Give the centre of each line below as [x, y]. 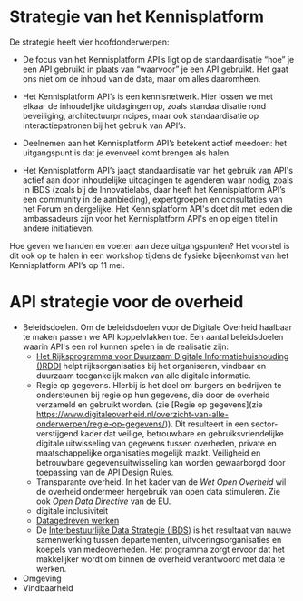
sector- [264, 424]
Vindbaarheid [48, 587]
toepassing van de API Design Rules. [105, 472]
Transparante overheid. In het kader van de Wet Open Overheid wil [161, 481]
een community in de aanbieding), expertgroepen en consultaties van [152, 199]
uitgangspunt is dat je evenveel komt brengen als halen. [127, 153]
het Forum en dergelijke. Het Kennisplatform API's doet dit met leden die [157, 209]
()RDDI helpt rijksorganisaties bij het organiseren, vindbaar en [151, 366]
